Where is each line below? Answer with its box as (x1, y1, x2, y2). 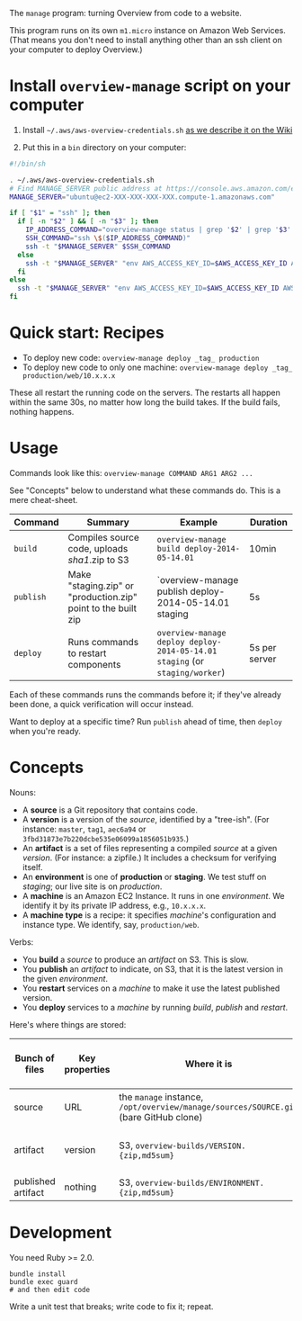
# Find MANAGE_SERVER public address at (9, 184, 164, 193)
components (67, 658, 121, 670)
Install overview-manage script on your (9, 76, 291, 96)
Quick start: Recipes (9, 323, 164, 343)
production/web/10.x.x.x (22, 372, 116, 381)
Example (179, 516, 218, 528)
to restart (67, 647, 107, 660)
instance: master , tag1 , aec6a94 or (22, 823, 147, 834)
